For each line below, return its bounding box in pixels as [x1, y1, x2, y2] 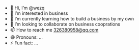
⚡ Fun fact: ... [10, 40, 38, 46]
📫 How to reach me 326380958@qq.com [10, 27, 99, 33]
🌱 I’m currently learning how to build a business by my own [10, 16, 134, 21]
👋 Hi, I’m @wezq [10, 5, 45, 11]
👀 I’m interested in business [10, 10, 68, 16]
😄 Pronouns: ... [10, 34, 43, 40]
